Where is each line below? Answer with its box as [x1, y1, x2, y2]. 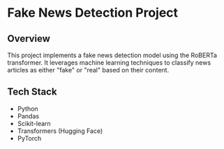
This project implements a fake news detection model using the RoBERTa [7, 51, 218, 59]
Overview [7, 33, 51, 45]
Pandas [17, 111, 40, 120]
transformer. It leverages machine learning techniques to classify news [7, 58, 211, 67]
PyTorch [17, 134, 42, 142]
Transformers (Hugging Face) [17, 127, 103, 135]
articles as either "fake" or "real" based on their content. [7, 66, 170, 74]
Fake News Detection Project [7, 5, 179, 21]
